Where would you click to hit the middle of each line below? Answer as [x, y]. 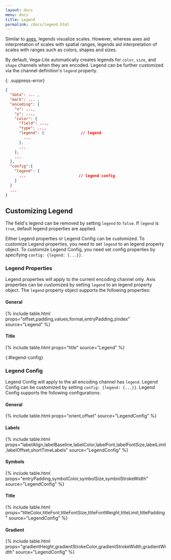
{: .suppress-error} [25, 81]
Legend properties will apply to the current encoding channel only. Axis [80, 279]
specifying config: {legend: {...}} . [44, 255]
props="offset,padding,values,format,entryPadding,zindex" [68, 319]
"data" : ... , [25, 95]
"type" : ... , [33, 128]
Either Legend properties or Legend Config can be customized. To [75, 238]
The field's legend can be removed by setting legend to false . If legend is [82, 223]
